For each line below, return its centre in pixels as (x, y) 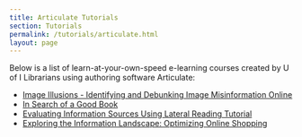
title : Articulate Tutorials (64, 17)
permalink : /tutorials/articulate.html (84, 34)
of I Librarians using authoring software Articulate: (102, 78)
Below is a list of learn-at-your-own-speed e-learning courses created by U (149, 68)
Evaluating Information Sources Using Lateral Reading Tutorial (137, 114)
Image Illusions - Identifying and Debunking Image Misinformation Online (157, 95)
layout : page (34, 43)
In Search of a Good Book (70, 105)
